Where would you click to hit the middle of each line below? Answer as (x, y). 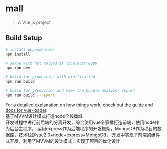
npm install (18, 54)
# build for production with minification (50, 77)
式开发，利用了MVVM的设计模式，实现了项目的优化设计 (63, 141)
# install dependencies (30, 50)
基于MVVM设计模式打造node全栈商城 (44, 116)
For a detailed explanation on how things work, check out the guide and (79, 105)
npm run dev (18, 68)
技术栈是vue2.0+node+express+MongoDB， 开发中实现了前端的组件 (89, 135)
